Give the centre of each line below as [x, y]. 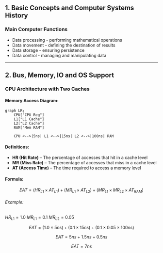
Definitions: [17, 147]
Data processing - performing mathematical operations [67, 40]
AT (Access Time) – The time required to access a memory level [77, 168]
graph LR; [15, 111]
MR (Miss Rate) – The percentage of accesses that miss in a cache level [84, 163]
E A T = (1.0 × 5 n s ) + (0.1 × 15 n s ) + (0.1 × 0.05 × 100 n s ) [81, 228]
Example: [14, 202]
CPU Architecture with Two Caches [47, 89]
